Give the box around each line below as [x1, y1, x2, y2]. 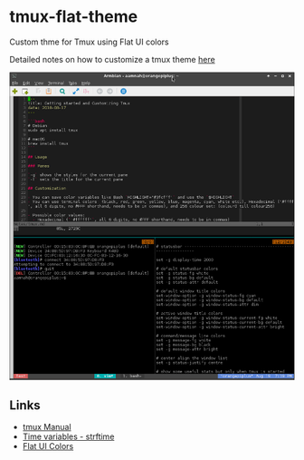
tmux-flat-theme [9, 6, 138, 27]
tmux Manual [22, 422, 71, 433]
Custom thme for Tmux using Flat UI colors [9, 36, 169, 47]
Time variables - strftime [22, 431, 115, 442]
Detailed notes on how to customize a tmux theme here [9, 54, 215, 64]
